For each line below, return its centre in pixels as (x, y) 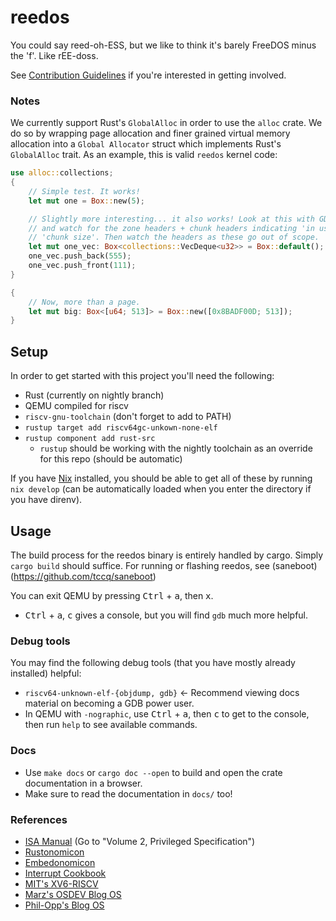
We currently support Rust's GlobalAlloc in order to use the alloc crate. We (166, 123)
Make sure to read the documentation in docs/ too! (128, 793)
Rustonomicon (54, 852)
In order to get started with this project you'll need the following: (142, 376)
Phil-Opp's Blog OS (64, 905)
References (39, 819)
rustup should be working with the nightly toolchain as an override (176, 448)
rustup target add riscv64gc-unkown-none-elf (121, 428)
